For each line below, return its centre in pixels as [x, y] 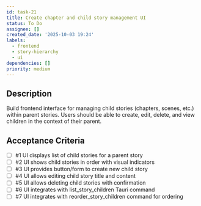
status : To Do [24, 23]
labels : [16, 40]
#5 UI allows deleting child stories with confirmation [80, 183]
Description [29, 93]
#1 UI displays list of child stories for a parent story [79, 155]
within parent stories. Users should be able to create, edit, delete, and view [101, 115]
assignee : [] [23, 29]
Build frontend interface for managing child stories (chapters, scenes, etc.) [100, 108]
